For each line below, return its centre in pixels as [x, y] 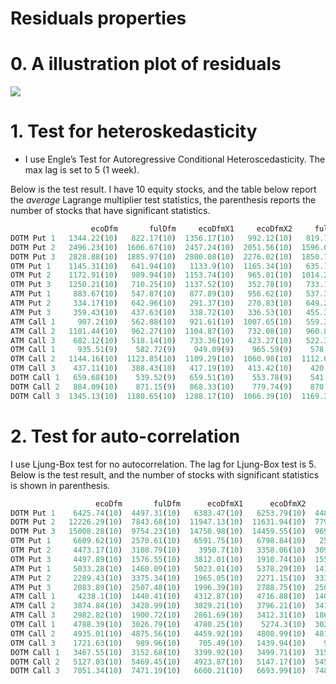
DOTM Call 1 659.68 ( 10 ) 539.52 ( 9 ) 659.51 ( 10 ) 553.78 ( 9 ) [151, 378]
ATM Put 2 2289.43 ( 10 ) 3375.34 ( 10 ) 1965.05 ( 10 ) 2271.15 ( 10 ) [158, 578]
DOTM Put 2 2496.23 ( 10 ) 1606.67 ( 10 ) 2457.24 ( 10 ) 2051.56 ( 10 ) [151, 247]
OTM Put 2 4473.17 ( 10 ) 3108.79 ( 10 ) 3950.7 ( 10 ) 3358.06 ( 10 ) [158, 550]
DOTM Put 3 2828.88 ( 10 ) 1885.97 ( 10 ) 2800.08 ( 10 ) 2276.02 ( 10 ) [151, 257]
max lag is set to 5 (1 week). [82, 170]
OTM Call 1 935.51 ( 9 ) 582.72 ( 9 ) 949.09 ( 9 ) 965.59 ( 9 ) [151, 350]
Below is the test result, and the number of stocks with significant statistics [165, 474]
